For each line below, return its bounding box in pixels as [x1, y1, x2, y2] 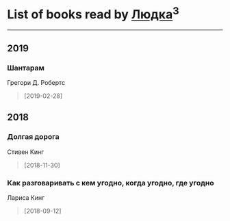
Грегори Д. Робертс [7, 78, 66, 86]
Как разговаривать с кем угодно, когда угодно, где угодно [7, 178, 214, 187]
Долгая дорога [7, 132, 60, 142]
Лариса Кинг [7, 193, 45, 202]
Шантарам [7, 63, 44, 73]
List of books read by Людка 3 [7, 4, 179, 23]
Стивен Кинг [7, 148, 44, 156]
